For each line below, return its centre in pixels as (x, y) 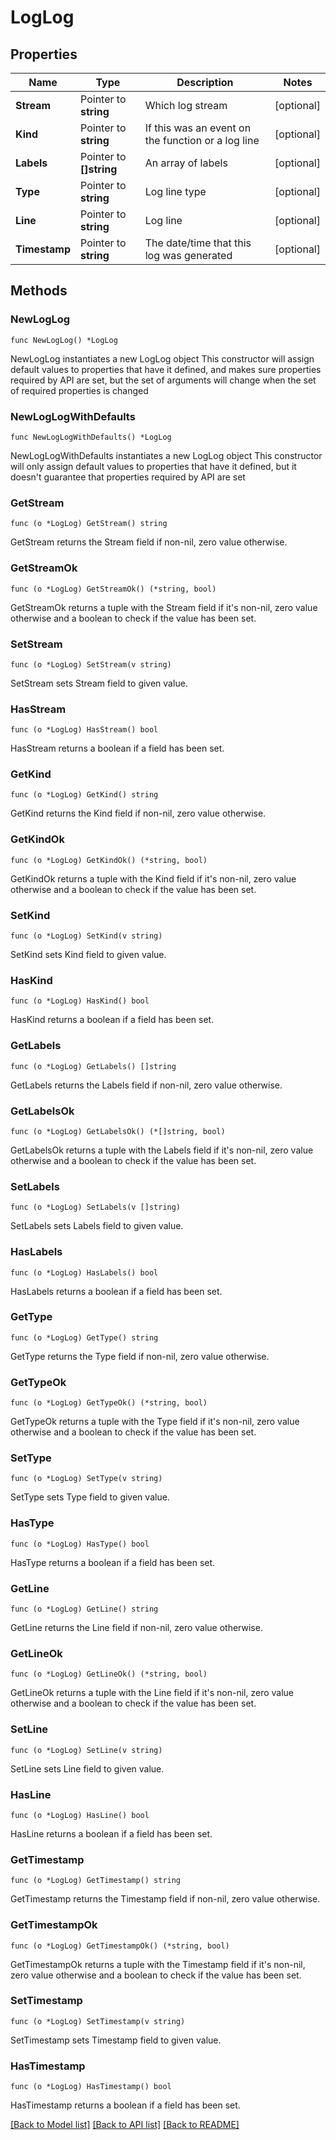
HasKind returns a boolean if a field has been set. (112, 1020)
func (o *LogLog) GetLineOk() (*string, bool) (109, 1674)
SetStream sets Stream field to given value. (99, 683)
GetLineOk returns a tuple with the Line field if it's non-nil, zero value (152, 1693)
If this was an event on (198, 128)
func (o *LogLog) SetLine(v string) (86, 1750)
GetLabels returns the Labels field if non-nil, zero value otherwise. (146, 1085)
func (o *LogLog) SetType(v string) (86, 1479)
